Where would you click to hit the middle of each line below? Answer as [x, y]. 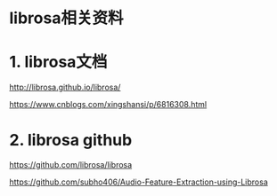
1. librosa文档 [58, 62]
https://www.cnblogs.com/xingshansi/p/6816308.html [108, 105]
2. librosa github [71, 141]
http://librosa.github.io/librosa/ [65, 87]
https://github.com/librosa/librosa [71, 165]
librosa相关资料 [66, 18]
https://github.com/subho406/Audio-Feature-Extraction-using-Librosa [139, 182]
